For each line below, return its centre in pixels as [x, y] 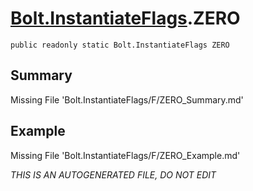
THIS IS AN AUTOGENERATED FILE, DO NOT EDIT [113, 174]
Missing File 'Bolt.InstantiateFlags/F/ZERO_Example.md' [125, 155]
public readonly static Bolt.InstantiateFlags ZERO [120, 45]
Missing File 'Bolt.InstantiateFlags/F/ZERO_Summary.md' [127, 99]
